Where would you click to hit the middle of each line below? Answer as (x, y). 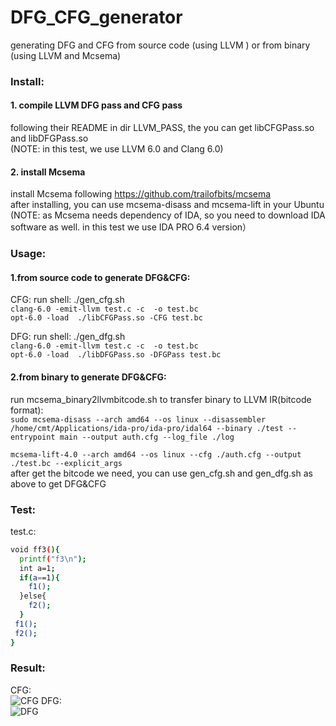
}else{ (33, 596)
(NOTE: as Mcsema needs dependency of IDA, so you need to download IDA (168, 215)
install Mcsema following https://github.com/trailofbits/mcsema (141, 194)
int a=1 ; (37, 568)
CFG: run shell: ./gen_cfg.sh (67, 300)
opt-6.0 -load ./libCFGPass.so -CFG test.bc (106, 318)
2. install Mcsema (48, 172)
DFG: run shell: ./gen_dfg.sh (68, 337)
